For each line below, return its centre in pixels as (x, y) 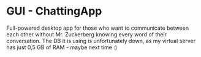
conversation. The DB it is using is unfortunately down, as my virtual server (101, 41)
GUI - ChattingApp (54, 11)
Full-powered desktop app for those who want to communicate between (97, 28)
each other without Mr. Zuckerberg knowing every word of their (87, 34)
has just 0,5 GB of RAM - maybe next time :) (62, 47)
